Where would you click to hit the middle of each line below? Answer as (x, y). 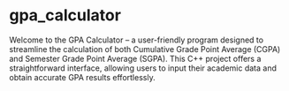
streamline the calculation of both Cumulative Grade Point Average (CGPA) (145, 49)
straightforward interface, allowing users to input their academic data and (143, 68)
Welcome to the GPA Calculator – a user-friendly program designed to (136, 40)
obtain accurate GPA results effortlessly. (83, 77)
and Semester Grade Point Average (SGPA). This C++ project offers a (135, 58)
